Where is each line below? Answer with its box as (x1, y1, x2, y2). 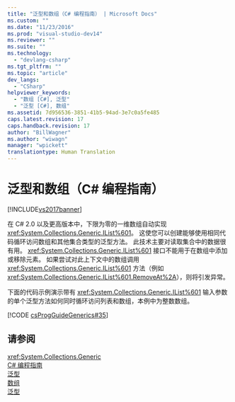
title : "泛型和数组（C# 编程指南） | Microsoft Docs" (7, 10, 158, 18)
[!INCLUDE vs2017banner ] (7, 205, 83, 213)
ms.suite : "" (7, 43, 46, 50)
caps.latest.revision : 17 (7, 115, 84, 122)
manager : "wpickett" (7, 142, 69, 149)
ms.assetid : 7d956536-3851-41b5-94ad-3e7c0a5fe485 (7, 109, 160, 116)
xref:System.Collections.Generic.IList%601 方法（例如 (7, 263, 164, 272)
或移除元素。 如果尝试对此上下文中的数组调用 (7, 255, 139, 263)
